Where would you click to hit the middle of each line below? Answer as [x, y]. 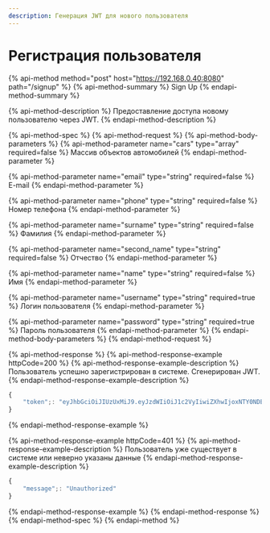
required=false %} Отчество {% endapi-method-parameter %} [113, 257]
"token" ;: [39, 402]
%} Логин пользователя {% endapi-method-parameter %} [106, 306]
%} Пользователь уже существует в [175, 449]
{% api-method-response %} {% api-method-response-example [115, 354]
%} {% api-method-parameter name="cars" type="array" [143, 144]
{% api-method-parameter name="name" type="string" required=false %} [132, 273]
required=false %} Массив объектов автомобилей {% [100, 152]
